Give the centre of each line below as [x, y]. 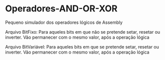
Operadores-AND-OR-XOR [61, 9]
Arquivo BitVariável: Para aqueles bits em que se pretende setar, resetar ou [82, 47]
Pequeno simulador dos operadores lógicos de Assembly [64, 22]
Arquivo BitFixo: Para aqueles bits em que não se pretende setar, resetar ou [83, 32]
